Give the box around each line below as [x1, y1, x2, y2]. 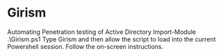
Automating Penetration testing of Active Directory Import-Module [7, 28, 197, 36]
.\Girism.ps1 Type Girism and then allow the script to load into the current [7, 35, 217, 43]
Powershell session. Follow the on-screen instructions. [7, 42, 164, 50]
